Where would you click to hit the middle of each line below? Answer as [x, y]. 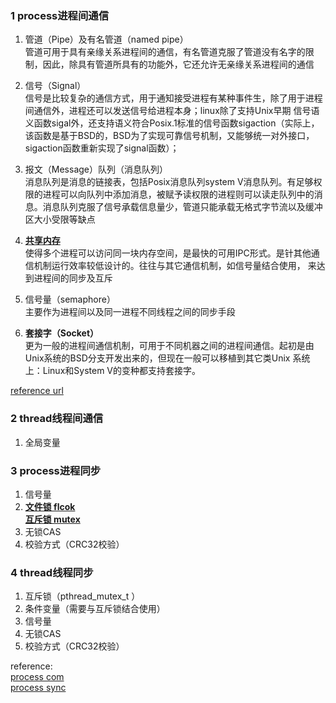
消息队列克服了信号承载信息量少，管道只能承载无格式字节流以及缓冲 [182, 207]
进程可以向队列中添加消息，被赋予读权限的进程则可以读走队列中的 [178, 194]
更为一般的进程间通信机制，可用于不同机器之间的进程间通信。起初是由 [169, 346]
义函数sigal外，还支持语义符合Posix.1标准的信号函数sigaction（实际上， [172, 123]
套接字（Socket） [62, 333]
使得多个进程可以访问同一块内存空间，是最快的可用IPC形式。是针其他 [168, 253]
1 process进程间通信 [60, 15]
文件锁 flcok [50, 506]
